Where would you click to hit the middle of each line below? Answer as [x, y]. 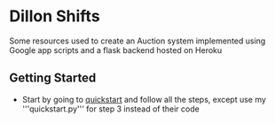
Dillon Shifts [55, 16]
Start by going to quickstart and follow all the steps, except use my [144, 99]
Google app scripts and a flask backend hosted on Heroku [116, 50]
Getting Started [53, 78]
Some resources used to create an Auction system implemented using [137, 41]
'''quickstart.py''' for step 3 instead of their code [110, 109]
